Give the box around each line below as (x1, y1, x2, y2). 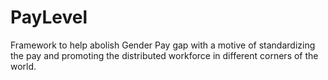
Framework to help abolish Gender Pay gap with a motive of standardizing (10, 39, 316, 51)
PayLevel (10, 6, 88, 29)
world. (10, 60, 37, 72)
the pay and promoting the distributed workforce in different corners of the (10, 49, 319, 61)
